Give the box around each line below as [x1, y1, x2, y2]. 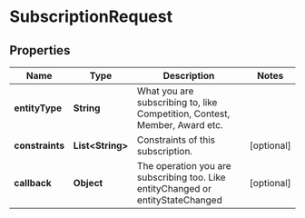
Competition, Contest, [136, 107, 231, 120]
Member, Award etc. [136, 119, 224, 131]
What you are [136, 84, 194, 97]
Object [73, 177, 103, 189]
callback [14, 177, 52, 189]
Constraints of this [136, 134, 216, 146]
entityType [14, 102, 62, 114]
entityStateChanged [136, 193, 222, 206]
